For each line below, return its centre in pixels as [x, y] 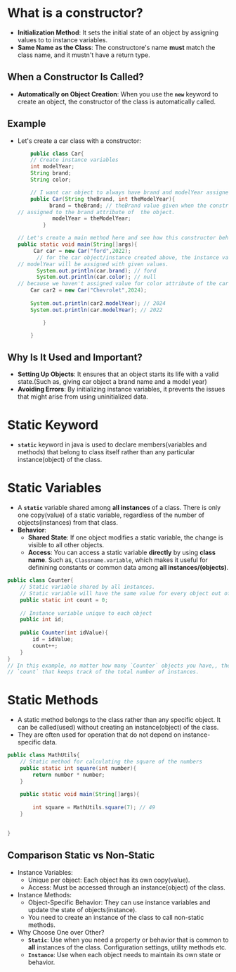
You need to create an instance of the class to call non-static [116, 917]
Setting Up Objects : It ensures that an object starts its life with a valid [118, 374]
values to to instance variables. [62, 39]
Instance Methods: [45, 895]
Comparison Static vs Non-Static [81, 855]
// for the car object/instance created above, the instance [127, 257]
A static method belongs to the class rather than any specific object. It [119, 720]
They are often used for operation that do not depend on [99, 735]
